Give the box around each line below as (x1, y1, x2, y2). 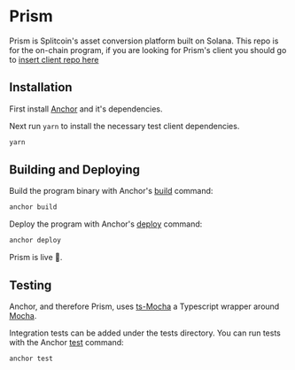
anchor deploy (9, 236, 62, 245)
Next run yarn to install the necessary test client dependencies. (9, 120, 240, 131)
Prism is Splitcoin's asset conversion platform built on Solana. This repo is (9, 35, 279, 46)
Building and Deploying (9, 162, 140, 178)
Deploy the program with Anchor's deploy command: (9, 219, 203, 229)
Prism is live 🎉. (9, 252, 63, 263)
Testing (9, 277, 52, 293)
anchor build (9, 203, 58, 212)
